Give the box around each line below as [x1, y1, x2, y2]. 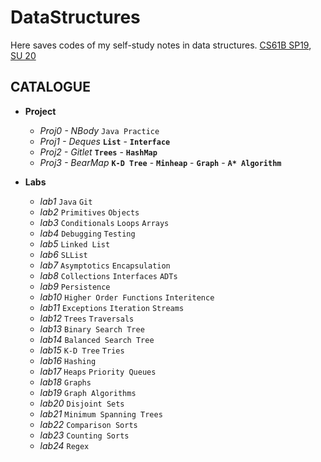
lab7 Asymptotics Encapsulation [39, 259, 171, 271]
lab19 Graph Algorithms [39, 386, 137, 398]
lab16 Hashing [39, 354, 97, 366]
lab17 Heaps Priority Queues [39, 365, 157, 377]
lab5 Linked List [39, 237, 111, 250]
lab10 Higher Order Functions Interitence [39, 291, 215, 303]
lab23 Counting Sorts [39, 429, 130, 441]
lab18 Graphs [39, 376, 92, 388]
